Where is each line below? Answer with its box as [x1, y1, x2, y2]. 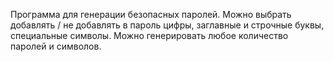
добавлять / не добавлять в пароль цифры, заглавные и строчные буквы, [10, 19, 325, 31]
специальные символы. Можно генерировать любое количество [10, 30, 289, 41]
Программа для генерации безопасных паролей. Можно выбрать [10, 9, 292, 20]
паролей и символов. [10, 40, 102, 52]
